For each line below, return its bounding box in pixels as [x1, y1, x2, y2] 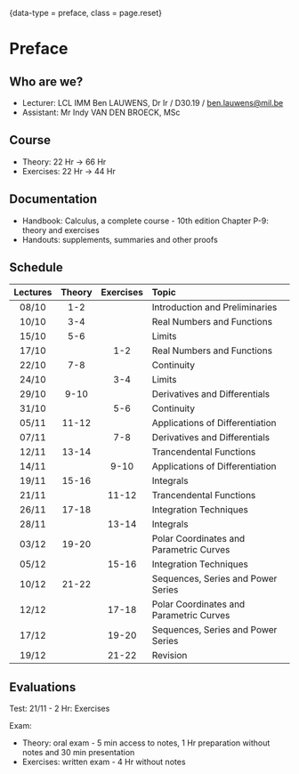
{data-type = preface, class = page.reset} [9, 8, 163, 18]
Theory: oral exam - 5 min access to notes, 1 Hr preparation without [21, 738, 271, 748]
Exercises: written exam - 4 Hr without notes [21, 756, 186, 768]
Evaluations [9, 680, 77, 695]
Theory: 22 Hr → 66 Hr [21, 156, 107, 167]
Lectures [13, 286, 53, 299]
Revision [151, 649, 188, 662]
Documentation [9, 191, 98, 207]
